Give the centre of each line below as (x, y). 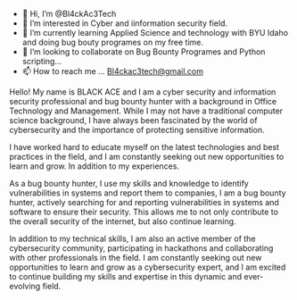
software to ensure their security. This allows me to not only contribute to (144, 212)
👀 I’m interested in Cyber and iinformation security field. (124, 23)
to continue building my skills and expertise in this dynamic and (126, 276)
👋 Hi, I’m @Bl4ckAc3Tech (69, 14)
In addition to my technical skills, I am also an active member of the (132, 238)
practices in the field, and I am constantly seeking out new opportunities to (147, 157)
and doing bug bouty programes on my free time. (112, 42)
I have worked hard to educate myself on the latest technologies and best (144, 147)
